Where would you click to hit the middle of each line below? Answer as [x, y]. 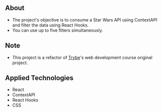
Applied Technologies [39, 78]
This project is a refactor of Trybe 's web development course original [82, 57]
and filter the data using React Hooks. [50, 25]
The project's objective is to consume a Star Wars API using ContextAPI [85, 20]
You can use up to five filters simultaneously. [57, 30]
